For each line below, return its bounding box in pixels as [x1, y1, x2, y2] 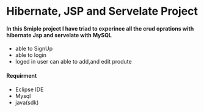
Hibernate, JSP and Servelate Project [6, 4, 199, 18]
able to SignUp [15, 45, 53, 53]
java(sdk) [15, 99, 39, 106]
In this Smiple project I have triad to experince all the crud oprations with [6, 24, 194, 32]
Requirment [6, 72, 37, 79]
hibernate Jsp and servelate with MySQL [6, 31, 112, 39]
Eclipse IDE [15, 86, 44, 93]
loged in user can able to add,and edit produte [15, 58, 133, 65]
